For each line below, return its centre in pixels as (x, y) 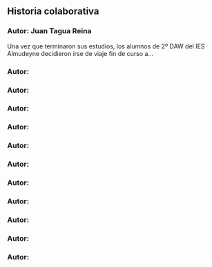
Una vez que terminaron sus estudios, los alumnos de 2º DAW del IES (106, 46)
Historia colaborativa (53, 11)
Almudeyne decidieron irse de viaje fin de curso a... (80, 53)
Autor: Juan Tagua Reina (49, 31)
